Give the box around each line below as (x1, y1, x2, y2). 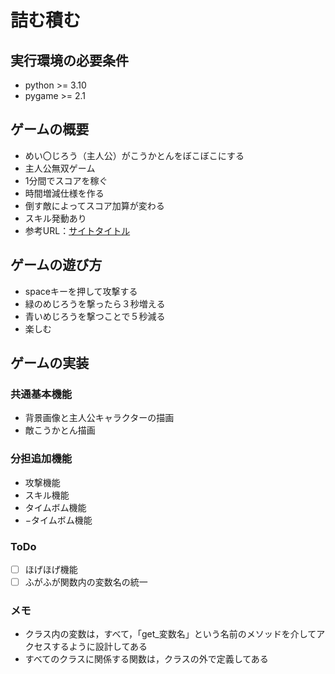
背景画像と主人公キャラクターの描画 (24, 412, 175, 424)
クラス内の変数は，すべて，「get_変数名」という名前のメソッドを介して (24, 628, 317, 640)
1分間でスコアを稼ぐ (24, 174, 108, 186)
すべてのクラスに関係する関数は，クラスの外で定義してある (24, 653, 269, 665)
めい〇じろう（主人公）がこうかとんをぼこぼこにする (24, 149, 245, 161)
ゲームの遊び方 (10, 257, 103, 274)
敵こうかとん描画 (24, 424, 96, 436)
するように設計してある (51, 641, 148, 653)
